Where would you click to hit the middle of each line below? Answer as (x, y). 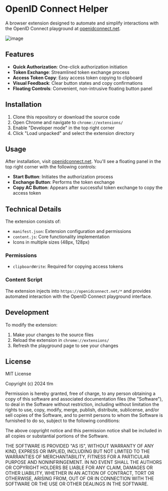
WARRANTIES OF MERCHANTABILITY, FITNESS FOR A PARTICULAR (77, 457)
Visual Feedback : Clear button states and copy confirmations (78, 83)
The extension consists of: (33, 221)
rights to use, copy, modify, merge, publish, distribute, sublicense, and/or (82, 410)
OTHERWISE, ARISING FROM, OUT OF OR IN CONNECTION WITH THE (80, 479)
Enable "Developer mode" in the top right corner (64, 128)
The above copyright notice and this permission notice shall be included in (83, 431)
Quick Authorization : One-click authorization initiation (70, 66)
